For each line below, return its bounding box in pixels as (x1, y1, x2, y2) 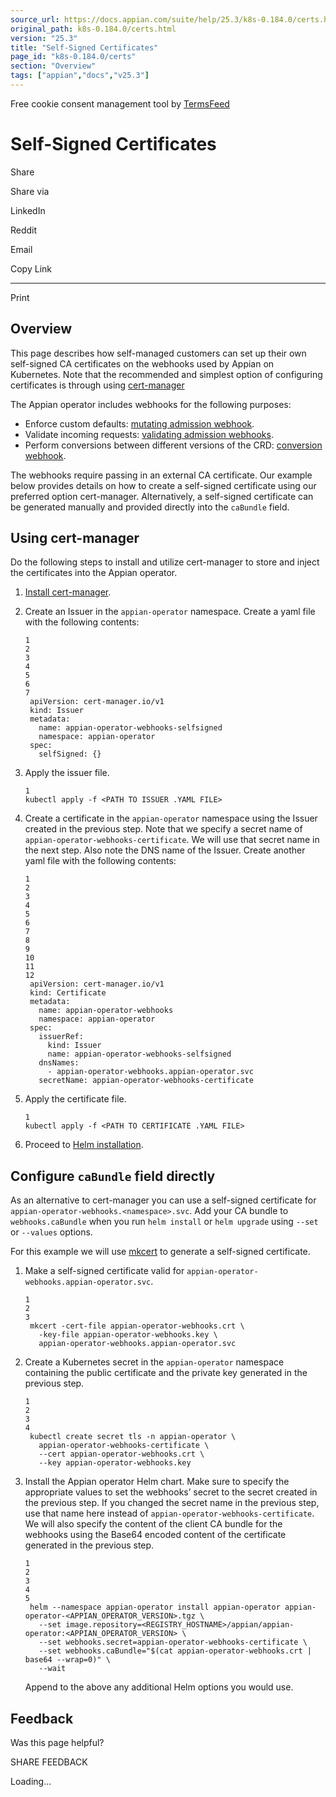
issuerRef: (38, 1032, 84, 1042)
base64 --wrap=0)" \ (24, 1655, 111, 1665)
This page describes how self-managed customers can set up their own (10, 347, 307, 359)
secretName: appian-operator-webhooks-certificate (38, 1076, 254, 1086)
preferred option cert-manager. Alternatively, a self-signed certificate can (10, 490, 314, 502)
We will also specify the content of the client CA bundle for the (24, 1518, 283, 1530)
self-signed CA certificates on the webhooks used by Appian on (10, 357, 275, 370)
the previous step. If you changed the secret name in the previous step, (24, 1497, 320, 1509)
